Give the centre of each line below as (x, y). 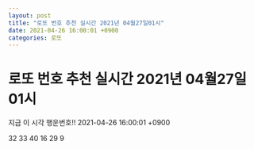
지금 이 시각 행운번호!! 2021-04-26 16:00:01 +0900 (89, 123)
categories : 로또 (35, 38)
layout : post (30, 15)
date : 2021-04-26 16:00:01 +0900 (63, 30)
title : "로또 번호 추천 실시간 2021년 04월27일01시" (87, 23)
